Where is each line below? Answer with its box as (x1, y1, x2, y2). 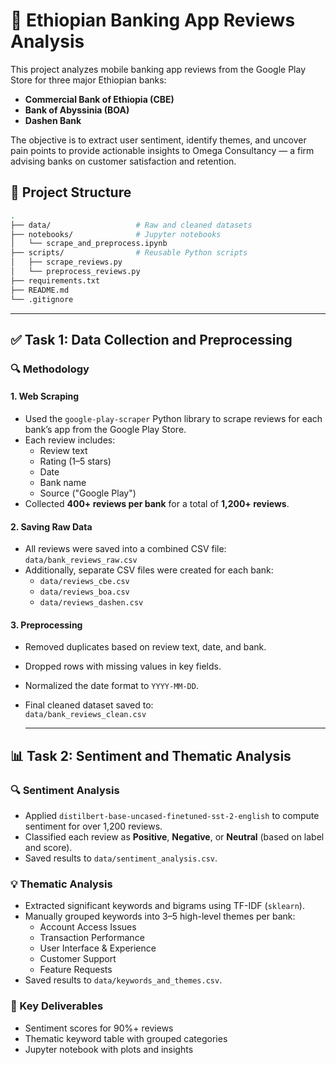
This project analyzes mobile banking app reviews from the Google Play (10, 63, 307, 75)
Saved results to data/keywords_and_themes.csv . (24, 974, 223, 986)
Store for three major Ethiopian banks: (10, 74, 167, 86)
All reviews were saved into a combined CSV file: (24, 543, 227, 555)
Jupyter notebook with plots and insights (24, 1043, 194, 1055)
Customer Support (39, 953, 117, 965)
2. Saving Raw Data (10, 520, 93, 533)
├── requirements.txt (10, 275, 101, 286)
